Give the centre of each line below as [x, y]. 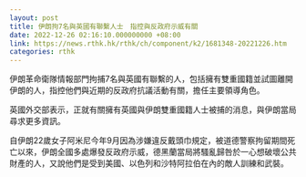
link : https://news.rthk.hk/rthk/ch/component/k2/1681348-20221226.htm [148, 43]
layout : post [34, 18]
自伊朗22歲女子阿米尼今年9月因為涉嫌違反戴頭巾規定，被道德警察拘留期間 [148, 141]
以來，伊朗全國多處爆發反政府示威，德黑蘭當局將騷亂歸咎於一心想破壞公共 [157, 152]
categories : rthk [42, 52]
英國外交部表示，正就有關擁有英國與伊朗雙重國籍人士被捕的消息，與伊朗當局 [153, 109]
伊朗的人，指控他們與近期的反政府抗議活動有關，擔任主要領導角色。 [137, 90]
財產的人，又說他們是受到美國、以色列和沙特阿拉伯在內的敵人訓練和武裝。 [149, 163]
